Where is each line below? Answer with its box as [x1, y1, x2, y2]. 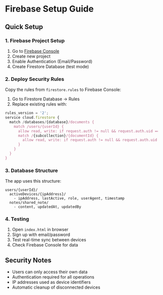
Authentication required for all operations [12, 274, 95, 280]
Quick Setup [5, 23, 43, 31]
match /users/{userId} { [14, 124, 64, 129]
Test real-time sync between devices [12, 237, 86, 243]
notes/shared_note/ [9, 200, 49, 205]
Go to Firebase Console [12, 48, 60, 54]
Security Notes [5, 256, 52, 264]
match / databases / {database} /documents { [9, 120, 95, 124]
